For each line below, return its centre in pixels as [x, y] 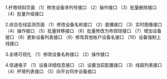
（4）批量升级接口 [25, 14]
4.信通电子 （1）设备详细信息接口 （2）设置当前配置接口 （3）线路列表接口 [84, 65]
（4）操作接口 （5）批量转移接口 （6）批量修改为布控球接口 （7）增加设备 [83, 31]
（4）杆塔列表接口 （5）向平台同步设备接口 [51, 71]
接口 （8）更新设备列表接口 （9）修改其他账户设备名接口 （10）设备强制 [81, 37]
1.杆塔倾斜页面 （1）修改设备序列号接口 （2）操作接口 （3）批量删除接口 [81, 7]
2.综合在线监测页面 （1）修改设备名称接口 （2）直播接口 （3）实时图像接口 [84, 25]
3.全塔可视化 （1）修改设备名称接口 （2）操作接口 [57, 54]
